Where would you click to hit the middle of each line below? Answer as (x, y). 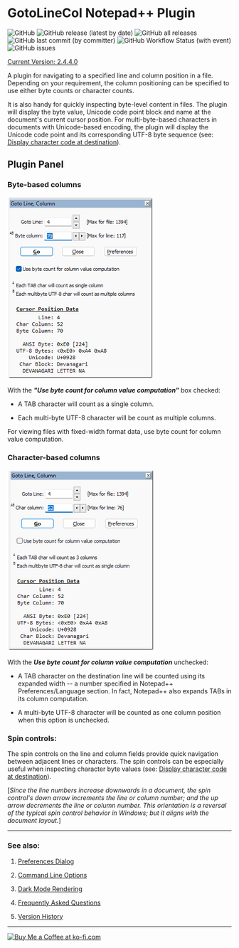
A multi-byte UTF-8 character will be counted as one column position (119, 712)
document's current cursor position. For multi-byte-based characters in (112, 119)
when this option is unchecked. (63, 720)
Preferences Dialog (46, 861)
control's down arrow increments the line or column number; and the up (113, 798)
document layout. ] (34, 821)
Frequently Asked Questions (59, 902)
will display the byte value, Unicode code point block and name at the (109, 112)
